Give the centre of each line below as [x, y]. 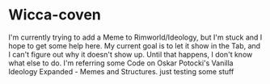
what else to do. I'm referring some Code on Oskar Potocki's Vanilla [121, 63]
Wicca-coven [55, 15]
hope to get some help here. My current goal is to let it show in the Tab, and [135, 45]
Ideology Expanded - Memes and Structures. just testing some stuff [121, 71]
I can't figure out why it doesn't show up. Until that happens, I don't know [131, 54]
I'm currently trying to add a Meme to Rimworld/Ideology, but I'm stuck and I [135, 37]
